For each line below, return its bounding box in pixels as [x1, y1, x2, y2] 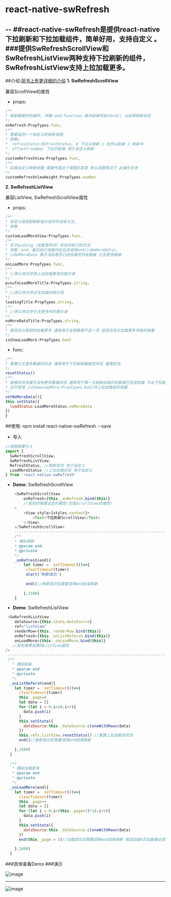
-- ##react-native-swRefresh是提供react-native [5, 25, 160, 34]
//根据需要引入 [5, 444, 33, 449]
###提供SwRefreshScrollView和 [5, 44, 109, 53]
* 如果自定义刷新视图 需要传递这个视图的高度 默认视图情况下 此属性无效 [5, 165, 138, 170]
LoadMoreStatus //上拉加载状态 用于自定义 [10, 468, 93, 473]
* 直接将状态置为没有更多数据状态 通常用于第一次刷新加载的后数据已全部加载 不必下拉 [5, 380, 162, 385]
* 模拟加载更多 [12, 766, 40, 771]
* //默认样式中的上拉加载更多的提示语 [5, 271, 75, 276]
